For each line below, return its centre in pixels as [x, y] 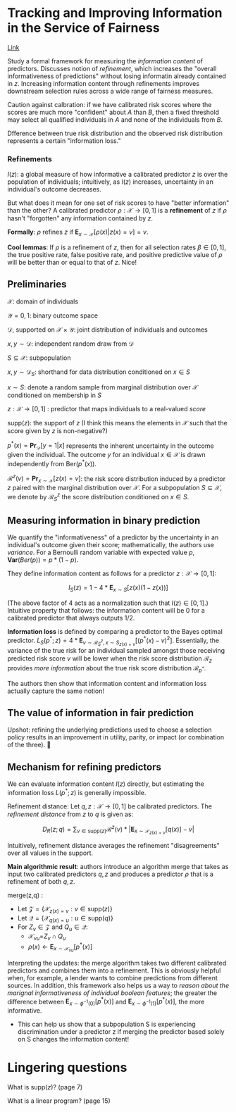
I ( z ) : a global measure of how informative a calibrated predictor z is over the [118, 175]
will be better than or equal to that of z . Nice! [72, 263]
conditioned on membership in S [55, 395]
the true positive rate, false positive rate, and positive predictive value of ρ [115, 255]
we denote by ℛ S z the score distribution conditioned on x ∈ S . [98, 497]
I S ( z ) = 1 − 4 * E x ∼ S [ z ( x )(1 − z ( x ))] [118, 588]
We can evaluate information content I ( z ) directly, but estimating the [106, 784]
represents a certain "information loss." [64, 140]
